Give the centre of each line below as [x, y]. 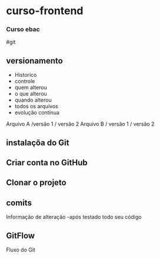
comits [19, 203]
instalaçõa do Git [38, 143]
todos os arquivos [36, 106]
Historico [26, 75]
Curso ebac [23, 30]
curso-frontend [45, 11]
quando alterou [33, 100]
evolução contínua [37, 113]
